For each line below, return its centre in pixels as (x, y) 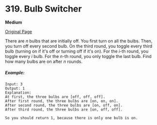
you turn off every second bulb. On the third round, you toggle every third (79, 46)
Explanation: (18, 93)
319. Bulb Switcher (44, 9)
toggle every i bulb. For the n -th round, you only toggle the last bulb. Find (78, 56)
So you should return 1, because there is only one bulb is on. (71, 118)
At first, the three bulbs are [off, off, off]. (55, 97)
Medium (14, 22)
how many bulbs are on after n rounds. (44, 61)
